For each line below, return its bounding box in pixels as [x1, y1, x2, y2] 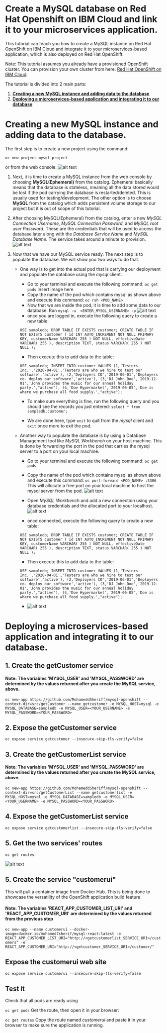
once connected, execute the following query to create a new [27, 517, 153, 523]
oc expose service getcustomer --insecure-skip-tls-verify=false [5, 737, 143, 742]
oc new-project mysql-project [5, 155, 68, 160]
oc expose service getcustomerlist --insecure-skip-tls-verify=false [5, 826, 153, 830]
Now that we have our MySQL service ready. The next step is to [12, 251, 143, 257]
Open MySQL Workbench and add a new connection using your [27, 497, 158, 503]
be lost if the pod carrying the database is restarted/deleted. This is [12, 190, 151, 196]
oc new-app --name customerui [5, 927, 68, 932]
